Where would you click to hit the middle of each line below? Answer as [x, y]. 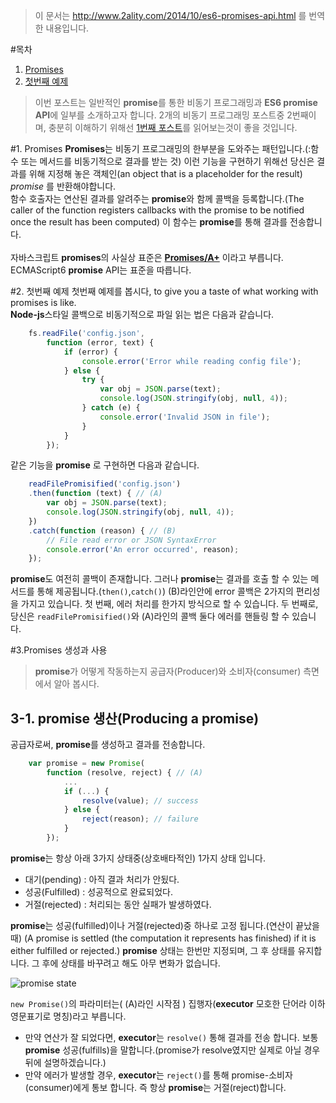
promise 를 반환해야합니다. [63, 186]
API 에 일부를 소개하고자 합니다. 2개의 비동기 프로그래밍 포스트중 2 [163, 115]
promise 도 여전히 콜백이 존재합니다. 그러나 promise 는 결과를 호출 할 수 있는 [159, 579]
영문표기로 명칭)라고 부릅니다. [68, 1016]
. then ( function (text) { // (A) [95, 494]
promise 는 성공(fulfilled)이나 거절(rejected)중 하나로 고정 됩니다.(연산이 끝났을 [165, 925]
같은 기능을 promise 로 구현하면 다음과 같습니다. [105, 465]
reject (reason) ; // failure [140, 819]
